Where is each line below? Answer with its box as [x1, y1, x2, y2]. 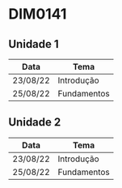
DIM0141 [8, 5, 67, 23]
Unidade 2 [8, 115, 61, 130]
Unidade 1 [8, 37, 59, 51]
